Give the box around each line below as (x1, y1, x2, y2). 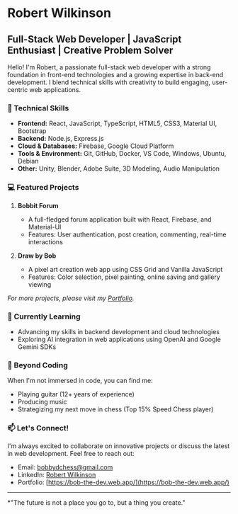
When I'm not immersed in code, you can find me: (7, 377, 154, 385)
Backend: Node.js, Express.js (17, 135, 104, 143)
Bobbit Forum (17, 201, 59, 210)
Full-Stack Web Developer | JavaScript (7, 33, 182, 45)
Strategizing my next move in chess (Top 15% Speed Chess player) (17, 405, 214, 413)
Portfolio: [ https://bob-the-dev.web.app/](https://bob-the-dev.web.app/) (17, 478, 230, 486)
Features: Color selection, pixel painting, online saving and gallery (28, 273, 221, 281)
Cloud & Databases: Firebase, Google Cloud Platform (17, 142, 174, 150)
